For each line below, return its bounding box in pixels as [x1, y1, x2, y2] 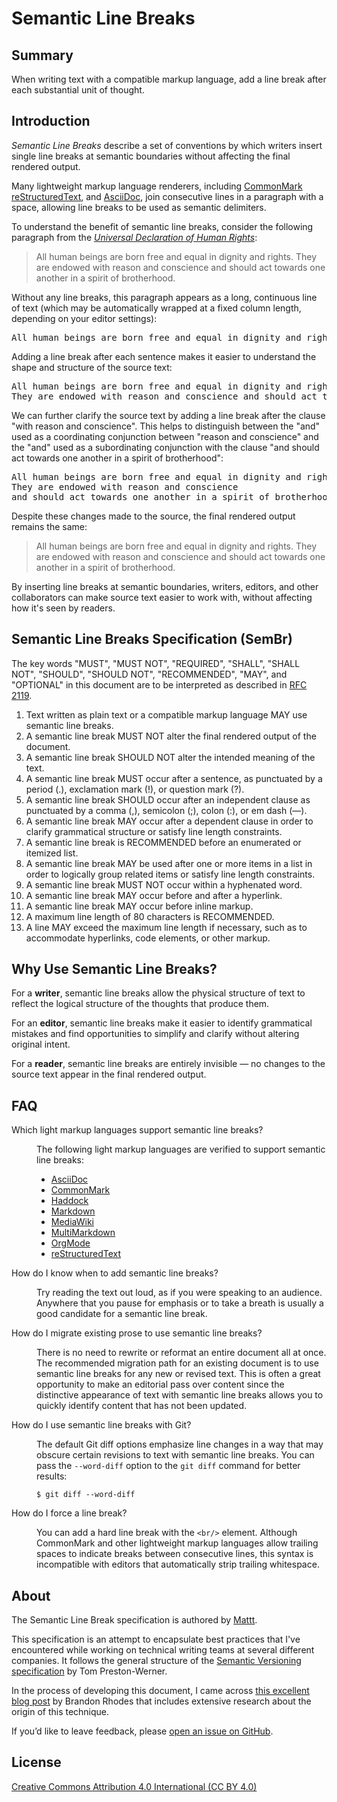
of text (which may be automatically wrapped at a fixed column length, [11, 302, 302, 314]
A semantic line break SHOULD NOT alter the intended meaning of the [25, 751, 316, 763]
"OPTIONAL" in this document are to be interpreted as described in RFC [11, 678, 308, 691]
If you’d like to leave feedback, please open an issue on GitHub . [11, 1725, 274, 1737]
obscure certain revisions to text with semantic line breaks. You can [36, 1449, 315, 1461]
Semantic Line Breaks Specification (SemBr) [11, 631, 293, 648]
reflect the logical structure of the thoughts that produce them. [11, 998, 270, 1010]
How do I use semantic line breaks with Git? [11, 1419, 192, 1431]
